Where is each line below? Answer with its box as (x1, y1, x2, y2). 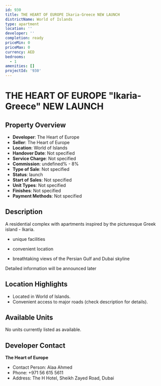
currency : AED (5, 49, 35, 54)
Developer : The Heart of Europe (12, 134, 80, 140)
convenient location (12, 245, 54, 252)
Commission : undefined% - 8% (12, 161, 79, 167)
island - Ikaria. (5, 226, 35, 232)
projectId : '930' (5, 69, 42, 74)
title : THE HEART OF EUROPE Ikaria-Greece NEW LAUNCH (5, 12, 120, 17)
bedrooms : (5, 54, 26, 59)
